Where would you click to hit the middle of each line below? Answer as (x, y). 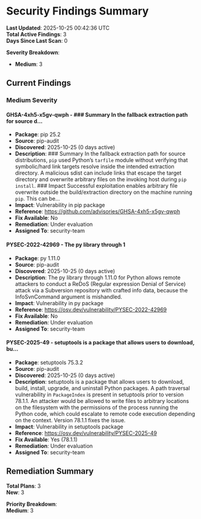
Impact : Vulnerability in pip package (60, 205)
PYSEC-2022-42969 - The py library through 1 (66, 245)
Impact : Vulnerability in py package (59, 303)
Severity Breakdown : (33, 52)
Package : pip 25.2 (38, 135)
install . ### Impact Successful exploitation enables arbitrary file (96, 186)
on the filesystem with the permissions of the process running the (97, 407)
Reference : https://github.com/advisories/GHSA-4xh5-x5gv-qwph (97, 211)
